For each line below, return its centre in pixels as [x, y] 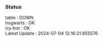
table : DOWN [19, 18]
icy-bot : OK [18, 28]
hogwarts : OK [20, 23]
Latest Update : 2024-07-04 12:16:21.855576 [51, 34]
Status [13, 7]
